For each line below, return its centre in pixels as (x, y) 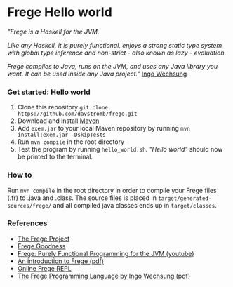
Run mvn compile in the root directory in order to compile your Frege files (112, 190)
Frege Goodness (41, 246)
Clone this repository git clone (63, 107)
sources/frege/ (29, 206)
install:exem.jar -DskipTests (62, 135)
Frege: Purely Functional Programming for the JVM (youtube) (106, 253)
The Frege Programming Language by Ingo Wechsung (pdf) (104, 276)
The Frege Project (44, 239)
